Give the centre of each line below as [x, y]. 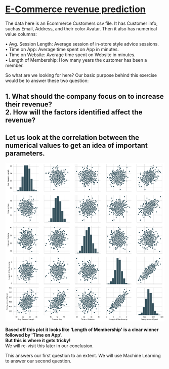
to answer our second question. [38, 361]
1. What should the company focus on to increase [85, 96]
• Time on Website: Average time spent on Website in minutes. [70, 55]
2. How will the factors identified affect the [74, 112]
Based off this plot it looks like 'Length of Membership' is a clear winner [82, 330]
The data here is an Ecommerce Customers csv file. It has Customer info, [81, 23]
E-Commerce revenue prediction [75, 9]
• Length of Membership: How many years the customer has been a [76, 60]
